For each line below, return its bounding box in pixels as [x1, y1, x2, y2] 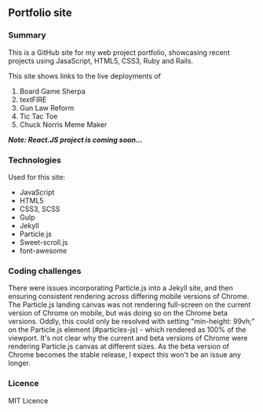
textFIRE [19, 94, 47, 104]
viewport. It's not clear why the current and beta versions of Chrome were [8, 334, 248, 343]
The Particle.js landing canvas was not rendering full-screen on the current [8, 300, 251, 309]
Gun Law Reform [19, 103, 75, 112]
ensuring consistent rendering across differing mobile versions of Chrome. [8, 292, 250, 301]
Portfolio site [8, 6, 72, 20]
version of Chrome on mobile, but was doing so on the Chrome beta [8, 308, 228, 318]
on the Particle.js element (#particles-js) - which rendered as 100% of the [8, 325, 247, 334]
